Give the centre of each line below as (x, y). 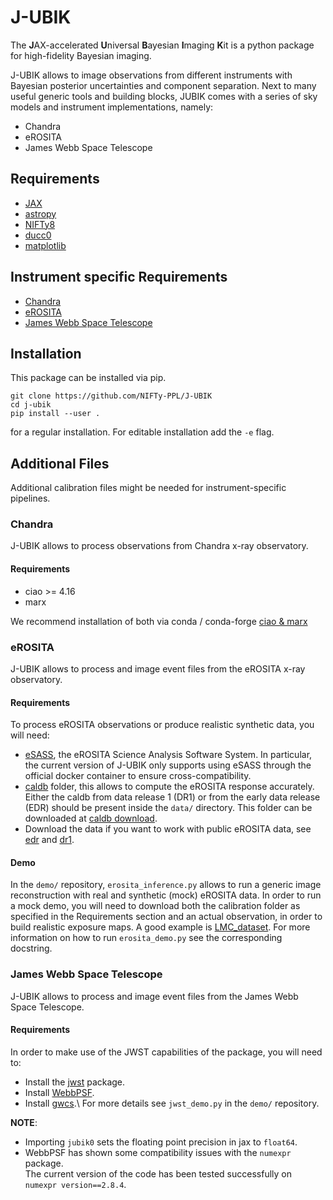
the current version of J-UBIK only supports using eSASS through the (168, 765)
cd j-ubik (31, 405)
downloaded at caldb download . (91, 818)
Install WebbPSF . (59, 1092)
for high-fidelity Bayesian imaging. (81, 55)
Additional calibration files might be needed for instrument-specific (148, 488)
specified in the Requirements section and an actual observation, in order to (166, 917)
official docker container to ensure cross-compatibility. (138, 776)
